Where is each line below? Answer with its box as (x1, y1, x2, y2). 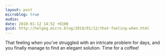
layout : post (5, 7, 33, 12)
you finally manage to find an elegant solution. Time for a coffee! (5, 45, 139, 51)
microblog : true (5, 12, 39, 17)
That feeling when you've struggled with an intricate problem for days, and (5, 39, 160, 45)
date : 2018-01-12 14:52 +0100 (5, 21, 69, 26)
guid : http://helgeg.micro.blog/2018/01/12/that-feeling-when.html (5, 26, 150, 31)
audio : (5, 16, 19, 21)
